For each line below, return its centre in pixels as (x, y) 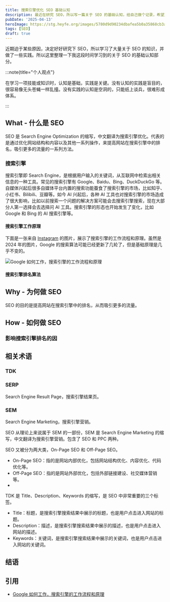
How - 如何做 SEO (33, 323)
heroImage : (17, 24)
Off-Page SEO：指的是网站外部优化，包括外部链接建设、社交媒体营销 (85, 473)
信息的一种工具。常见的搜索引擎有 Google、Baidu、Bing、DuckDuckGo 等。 (85, 182)
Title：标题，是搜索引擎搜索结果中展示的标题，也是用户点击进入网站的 (86, 513)
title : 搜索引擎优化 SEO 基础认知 (38, 10)
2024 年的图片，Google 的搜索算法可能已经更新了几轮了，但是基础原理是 (81, 245)
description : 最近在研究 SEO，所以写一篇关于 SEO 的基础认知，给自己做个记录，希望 (85, 15)
